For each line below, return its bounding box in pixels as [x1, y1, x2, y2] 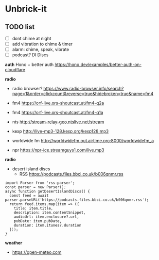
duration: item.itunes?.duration [14, 223, 82, 228]
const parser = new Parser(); [5, 185, 67, 190]
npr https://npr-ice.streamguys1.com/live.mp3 [12, 147, 105, 153]
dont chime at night [12, 35, 52, 41]
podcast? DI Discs [12, 52, 49, 58]
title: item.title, [14, 206, 53, 211]
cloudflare [5, 67, 26, 73]
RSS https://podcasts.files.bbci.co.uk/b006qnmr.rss [19, 171, 124, 177]
